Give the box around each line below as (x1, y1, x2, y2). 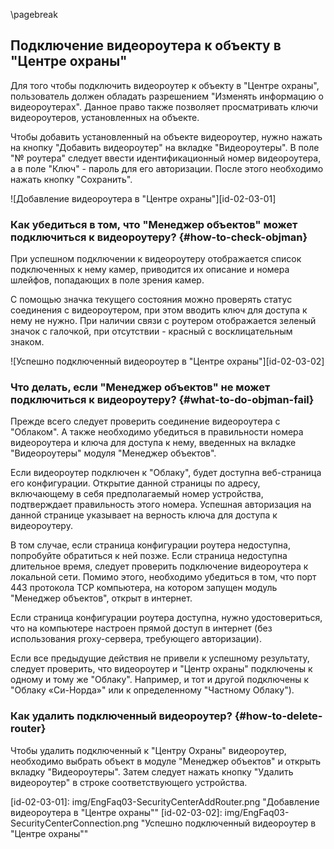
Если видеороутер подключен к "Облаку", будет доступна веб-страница (10, 467, 322, 479)
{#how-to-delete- (234, 709, 323, 723)
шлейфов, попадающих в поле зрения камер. (10, 274, 205, 286)
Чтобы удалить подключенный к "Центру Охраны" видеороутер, (10, 744, 287, 756)
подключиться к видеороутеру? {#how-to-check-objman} (10, 230, 308, 244)
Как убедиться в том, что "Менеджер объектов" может (10, 217, 298, 231)
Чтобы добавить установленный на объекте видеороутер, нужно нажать (10, 130, 323, 143)
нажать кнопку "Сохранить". (10, 173, 133, 185)
